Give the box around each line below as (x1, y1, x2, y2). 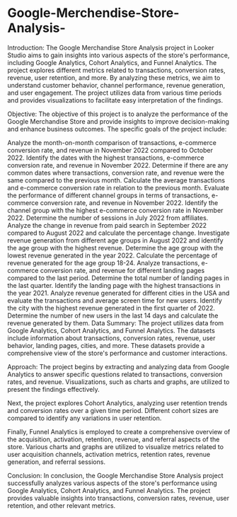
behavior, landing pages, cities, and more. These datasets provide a (7, 341, 205, 349)
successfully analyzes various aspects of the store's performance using (7, 479, 217, 487)
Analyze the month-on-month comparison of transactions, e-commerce (7, 138, 217, 146)
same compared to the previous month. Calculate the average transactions (7, 175, 225, 185)
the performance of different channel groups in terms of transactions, (7, 191, 210, 199)
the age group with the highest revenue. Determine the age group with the (7, 243, 224, 252)
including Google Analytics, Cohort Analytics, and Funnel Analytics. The (7, 58, 217, 66)
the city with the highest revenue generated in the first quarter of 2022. (7, 303, 216, 312)
